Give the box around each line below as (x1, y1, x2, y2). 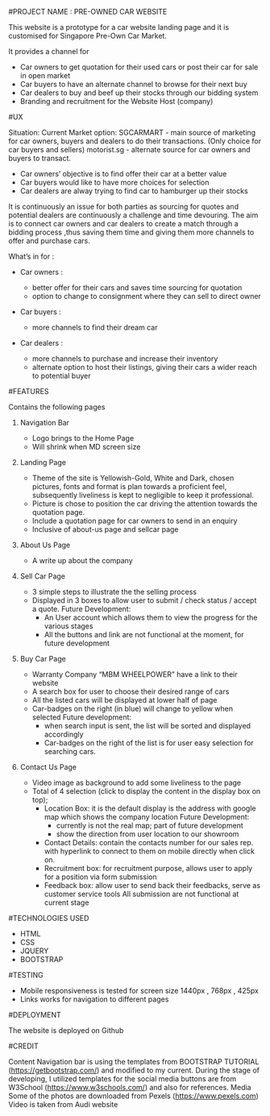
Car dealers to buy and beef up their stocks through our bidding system (19, 88, 259, 97)
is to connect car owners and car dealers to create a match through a (8, 219, 239, 228)
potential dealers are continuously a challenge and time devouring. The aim (8, 210, 259, 220)
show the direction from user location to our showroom (56, 829, 239, 839)
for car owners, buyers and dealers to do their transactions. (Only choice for (8, 136, 262, 146)
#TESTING (8, 970, 44, 980)
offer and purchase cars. (8, 236, 91, 245)
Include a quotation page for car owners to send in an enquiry (31, 516, 238, 525)
